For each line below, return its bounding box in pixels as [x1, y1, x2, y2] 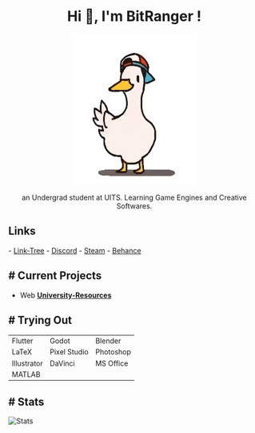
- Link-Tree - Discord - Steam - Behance [8, 245, 141, 255]
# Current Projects [8, 269, 102, 283]
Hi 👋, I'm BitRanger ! [66, 7, 202, 26]
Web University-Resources [19, 290, 112, 300]
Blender [95, 336, 122, 346]
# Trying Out [8, 313, 72, 327]
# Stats [8, 395, 45, 408]
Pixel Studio [50, 347, 90, 357]
